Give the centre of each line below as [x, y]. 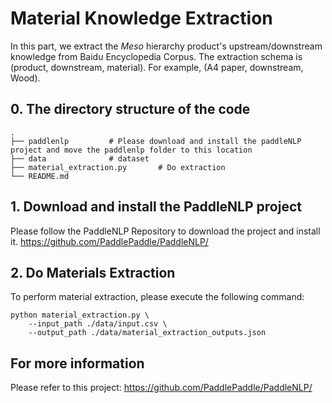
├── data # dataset [80, 158]
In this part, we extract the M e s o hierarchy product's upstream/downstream [166, 46]
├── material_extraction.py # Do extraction [118, 167]
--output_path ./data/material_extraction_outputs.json [147, 333]
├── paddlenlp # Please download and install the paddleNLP [156, 141]
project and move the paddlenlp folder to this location [131, 150]
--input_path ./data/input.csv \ [98, 324]
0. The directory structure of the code [130, 109]
